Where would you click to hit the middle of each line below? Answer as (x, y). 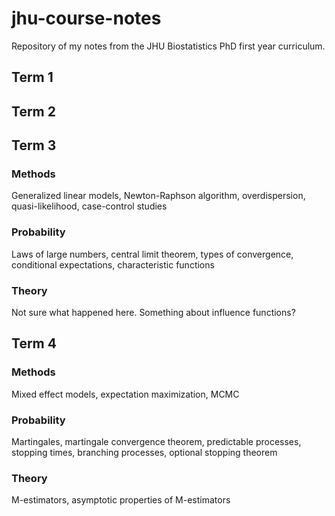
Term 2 (33, 111)
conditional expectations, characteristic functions (113, 264)
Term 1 (32, 77)
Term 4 (34, 343)
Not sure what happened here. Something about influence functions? (153, 312)
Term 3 (34, 145)
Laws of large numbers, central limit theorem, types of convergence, (152, 254)
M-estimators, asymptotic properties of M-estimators (121, 500)
